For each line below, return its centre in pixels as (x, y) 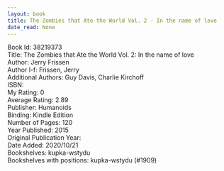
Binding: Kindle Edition (40, 115)
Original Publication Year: (44, 138)
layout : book (27, 14)
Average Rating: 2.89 (38, 100)
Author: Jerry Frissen (38, 62)
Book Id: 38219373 (35, 48)
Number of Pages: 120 (40, 123)
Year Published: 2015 (38, 130)
